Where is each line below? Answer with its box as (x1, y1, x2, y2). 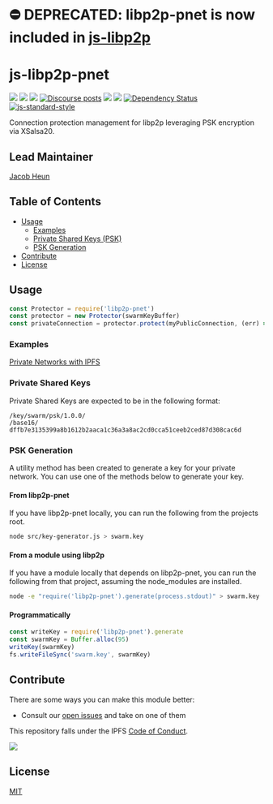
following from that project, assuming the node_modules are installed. (9, 577, 242, 587)
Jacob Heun (9, 171, 50, 181)
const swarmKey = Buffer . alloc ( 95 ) (9, 635, 130, 644)
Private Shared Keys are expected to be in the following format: (9, 396, 221, 406)
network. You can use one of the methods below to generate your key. (9, 471, 245, 482)
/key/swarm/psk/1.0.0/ (9, 411, 86, 419)
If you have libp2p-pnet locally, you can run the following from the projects (9, 508, 258, 518)
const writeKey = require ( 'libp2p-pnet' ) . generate (9, 628, 184, 636)
